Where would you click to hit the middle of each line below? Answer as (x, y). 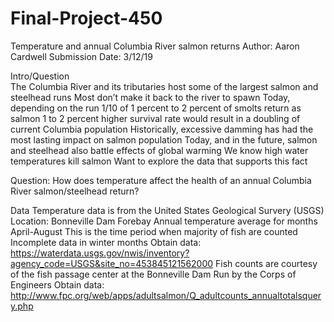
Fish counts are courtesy (266, 263)
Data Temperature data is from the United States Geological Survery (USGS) (167, 210)
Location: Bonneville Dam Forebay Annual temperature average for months (164, 221)
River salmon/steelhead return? (75, 191)
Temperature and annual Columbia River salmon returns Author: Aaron (155, 46)
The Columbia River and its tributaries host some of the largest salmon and (164, 86)
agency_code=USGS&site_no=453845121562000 (112, 263)
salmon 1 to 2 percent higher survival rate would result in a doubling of (155, 118)
